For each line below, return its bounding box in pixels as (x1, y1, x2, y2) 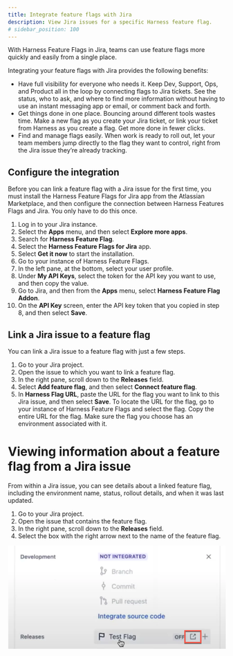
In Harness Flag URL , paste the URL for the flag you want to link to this (17, 390, 220, 398)
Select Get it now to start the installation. (17, 250, 135, 258)
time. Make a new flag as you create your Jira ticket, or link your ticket (17, 116, 218, 125)
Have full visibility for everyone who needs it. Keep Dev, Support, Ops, (17, 80, 218, 88)
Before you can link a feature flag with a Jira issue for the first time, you (8, 184, 212, 193)
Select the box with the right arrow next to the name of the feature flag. (17, 531, 221, 540)
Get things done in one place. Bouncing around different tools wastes (17, 110, 216, 118)
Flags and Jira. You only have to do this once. (8, 207, 138, 215)
